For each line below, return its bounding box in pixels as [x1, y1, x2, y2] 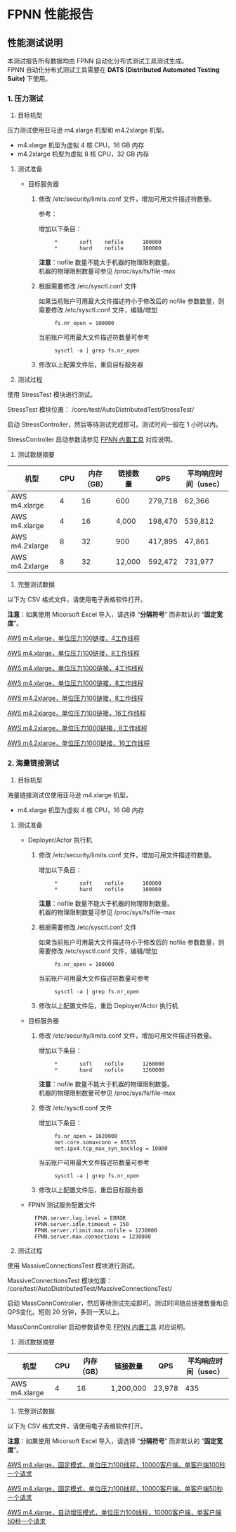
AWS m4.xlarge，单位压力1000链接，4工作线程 [7, 664, 144, 673]
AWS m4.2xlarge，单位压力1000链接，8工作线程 [7, 724, 147, 733]
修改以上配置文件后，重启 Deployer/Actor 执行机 [38, 1001, 178, 1010]
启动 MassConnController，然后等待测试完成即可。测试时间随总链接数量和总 [7, 1299, 229, 1307]
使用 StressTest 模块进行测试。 [7, 391, 97, 399]
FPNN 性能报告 [7, 6, 93, 23]
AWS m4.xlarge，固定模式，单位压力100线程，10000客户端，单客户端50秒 [7, 1484, 223, 1493]
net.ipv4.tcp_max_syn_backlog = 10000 [54, 1145, 168, 1152]
